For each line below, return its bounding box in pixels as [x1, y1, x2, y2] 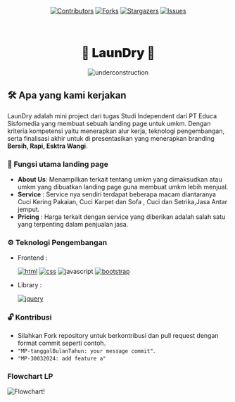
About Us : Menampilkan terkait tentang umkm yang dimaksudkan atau [17, 175, 223, 184]
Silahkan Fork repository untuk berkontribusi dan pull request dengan [17, 331, 220, 339]
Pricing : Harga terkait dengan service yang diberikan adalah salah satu [17, 213, 226, 221]
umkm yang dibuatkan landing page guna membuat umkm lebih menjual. [17, 183, 229, 191]
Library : [17, 281, 42, 289]
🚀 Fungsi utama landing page [7, 159, 109, 169]
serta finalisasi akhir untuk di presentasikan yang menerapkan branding [7, 134, 215, 142]
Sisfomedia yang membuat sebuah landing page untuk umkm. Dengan [7, 119, 211, 127]
